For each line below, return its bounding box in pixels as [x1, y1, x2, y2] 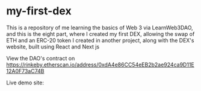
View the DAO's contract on [6, 54, 75, 62]
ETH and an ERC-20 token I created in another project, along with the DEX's [6, 37, 194, 44]
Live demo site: [6, 79, 44, 86]
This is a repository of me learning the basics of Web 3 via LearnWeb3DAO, [6, 24, 194, 31]
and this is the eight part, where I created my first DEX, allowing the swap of [6, 30, 195, 37]
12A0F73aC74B [6, 67, 45, 74]
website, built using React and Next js [6, 43, 100, 50]
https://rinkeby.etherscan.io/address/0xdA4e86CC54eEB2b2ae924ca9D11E [6, 61, 194, 68]
